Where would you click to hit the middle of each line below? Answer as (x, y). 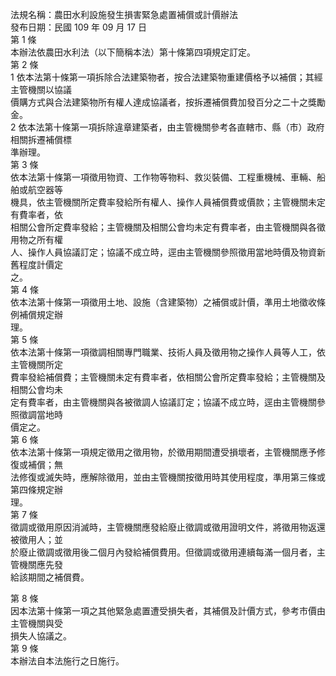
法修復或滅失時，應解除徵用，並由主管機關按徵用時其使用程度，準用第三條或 (168, 477)
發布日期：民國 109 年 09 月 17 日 (78, 27)
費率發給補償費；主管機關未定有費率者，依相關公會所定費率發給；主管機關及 (168, 377)
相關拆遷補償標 (41, 139)
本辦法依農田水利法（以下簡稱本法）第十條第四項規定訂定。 (133, 52)
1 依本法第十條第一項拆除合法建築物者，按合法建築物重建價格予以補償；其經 (166, 77)
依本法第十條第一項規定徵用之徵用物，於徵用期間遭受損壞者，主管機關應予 (163, 452)
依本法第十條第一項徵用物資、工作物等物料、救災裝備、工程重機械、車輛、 (163, 177)
